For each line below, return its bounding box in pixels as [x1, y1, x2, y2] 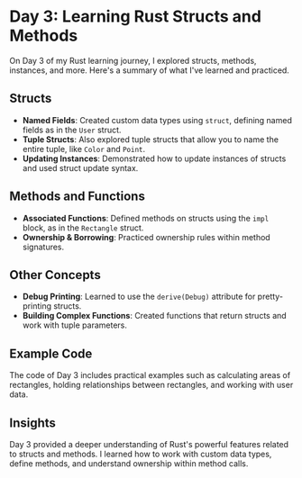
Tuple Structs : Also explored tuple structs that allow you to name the [22, 133, 279, 145]
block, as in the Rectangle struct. [22, 222, 144, 233]
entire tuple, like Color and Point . [22, 143, 146, 154]
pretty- [257, 291, 284, 302]
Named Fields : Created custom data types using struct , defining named [22, 114, 293, 125]
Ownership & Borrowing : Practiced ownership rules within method [22, 231, 270, 242]
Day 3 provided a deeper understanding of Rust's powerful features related [9, 439, 289, 449]
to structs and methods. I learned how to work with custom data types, [9, 448, 272, 459]
